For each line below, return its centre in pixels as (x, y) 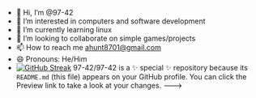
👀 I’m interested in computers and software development (111, 21)
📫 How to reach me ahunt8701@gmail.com (89, 47)
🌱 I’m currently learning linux (64, 30)
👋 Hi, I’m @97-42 (45, 13)
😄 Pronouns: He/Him (51, 59)
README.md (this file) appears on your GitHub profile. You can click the (131, 77)
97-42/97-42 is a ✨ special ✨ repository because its (160, 68)
